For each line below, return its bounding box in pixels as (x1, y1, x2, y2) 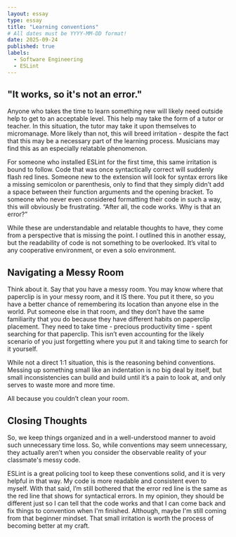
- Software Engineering (13, 56, 83, 63)
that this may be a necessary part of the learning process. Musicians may (7, 137, 220, 145)
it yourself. (7, 345, 38, 353)
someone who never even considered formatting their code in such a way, (7, 195, 223, 204)
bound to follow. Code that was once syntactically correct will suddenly (7, 166, 214, 174)
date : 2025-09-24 (7, 37, 58, 44)
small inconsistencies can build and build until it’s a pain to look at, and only (7, 373, 226, 382)
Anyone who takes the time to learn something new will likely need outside (7, 107, 223, 116)
